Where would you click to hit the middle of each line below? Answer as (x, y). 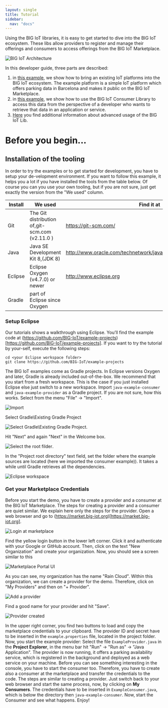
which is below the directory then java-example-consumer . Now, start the (79, 694)
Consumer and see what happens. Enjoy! (47, 700)
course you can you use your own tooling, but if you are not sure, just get (80, 187)
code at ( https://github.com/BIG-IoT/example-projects (61, 337)
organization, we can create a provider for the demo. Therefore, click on (79, 581)
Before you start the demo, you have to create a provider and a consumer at (83, 500)
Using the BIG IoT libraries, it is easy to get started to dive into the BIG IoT (81, 38)
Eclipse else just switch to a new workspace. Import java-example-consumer (83, 387)
